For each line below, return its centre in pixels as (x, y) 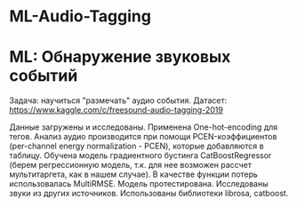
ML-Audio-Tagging (80, 16)
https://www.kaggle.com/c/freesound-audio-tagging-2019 (116, 110)
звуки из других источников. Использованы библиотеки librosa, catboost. (149, 194)
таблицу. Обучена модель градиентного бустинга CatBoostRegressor (140, 155)
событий (44, 76)
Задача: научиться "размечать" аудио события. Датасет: (118, 100)
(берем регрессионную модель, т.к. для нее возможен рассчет (130, 165)
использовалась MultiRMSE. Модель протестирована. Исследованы (139, 184)
